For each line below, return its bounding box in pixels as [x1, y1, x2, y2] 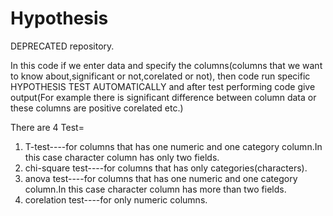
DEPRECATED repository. [10, 40, 115, 52]
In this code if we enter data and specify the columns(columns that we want [10, 59, 323, 71]
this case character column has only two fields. [24, 151, 220, 163]
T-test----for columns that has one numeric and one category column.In [24, 140, 323, 152]
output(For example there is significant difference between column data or [10, 91, 317, 103]
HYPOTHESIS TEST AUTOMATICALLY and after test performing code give [10, 80, 316, 92]
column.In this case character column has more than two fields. [24, 183, 287, 195]
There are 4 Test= [10, 121, 85, 133]
